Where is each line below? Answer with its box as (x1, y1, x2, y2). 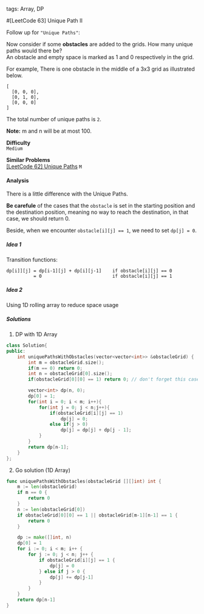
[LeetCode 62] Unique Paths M (6, 163, 82, 170)
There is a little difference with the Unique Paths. (6, 190, 129, 197)
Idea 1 (6, 241, 22, 248)
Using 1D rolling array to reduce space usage (6, 302, 119, 309)
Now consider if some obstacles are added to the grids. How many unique (6, 41, 193, 48)
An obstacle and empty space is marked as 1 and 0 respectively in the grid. (6, 54, 194, 60)
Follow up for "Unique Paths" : (6, 29, 80, 36)
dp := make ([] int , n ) (17, 534, 72, 541)
